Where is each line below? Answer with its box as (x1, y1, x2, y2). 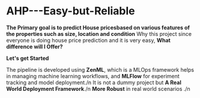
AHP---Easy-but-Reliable (6, 4, 135, 18)
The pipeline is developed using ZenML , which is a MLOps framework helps (6, 66, 194, 73)
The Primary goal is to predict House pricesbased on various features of (6, 24, 190, 31)
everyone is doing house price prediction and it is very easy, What (6, 36, 171, 44)
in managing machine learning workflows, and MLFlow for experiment (6, 72, 180, 79)
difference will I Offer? (6, 43, 63, 50)
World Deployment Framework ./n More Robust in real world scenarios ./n (6, 85, 190, 92)
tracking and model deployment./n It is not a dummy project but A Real (6, 79, 181, 86)
